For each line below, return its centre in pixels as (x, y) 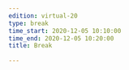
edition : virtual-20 (43, 16)
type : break (28, 23)
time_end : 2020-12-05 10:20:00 (61, 38)
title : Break (30, 46)
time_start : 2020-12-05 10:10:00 (65, 31)
